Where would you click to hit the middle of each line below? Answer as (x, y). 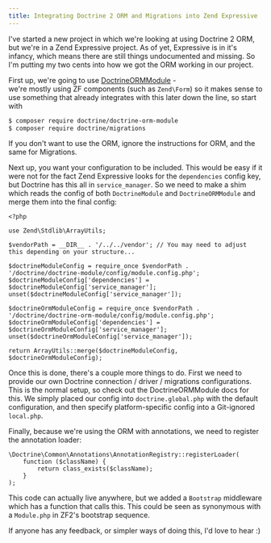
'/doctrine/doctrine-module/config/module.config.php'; (104, 274)
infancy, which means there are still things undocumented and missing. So (132, 56)
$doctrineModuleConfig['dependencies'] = (79, 280)
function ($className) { (65, 462)
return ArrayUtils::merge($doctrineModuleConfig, (94, 351)
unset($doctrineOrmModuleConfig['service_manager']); (101, 337)
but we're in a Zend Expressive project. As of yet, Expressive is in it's (123, 47)
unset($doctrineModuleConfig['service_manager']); (95, 294)
